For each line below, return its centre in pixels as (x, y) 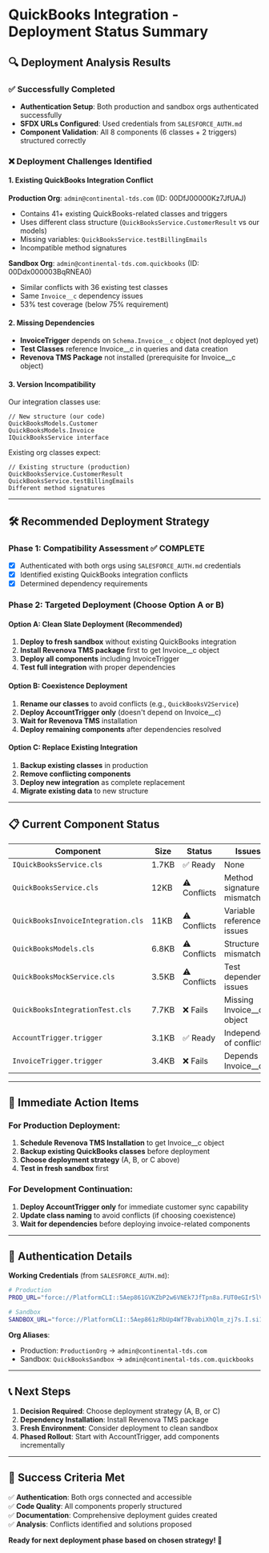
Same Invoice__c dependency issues (81, 296)
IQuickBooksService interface (59, 438)
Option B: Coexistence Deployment (68, 686)
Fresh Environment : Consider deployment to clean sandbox (119, 1428)
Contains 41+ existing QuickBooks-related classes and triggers (124, 213)
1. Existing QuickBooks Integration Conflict (81, 180)
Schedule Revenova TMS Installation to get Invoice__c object (122, 1143)
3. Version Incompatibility (52, 384)
